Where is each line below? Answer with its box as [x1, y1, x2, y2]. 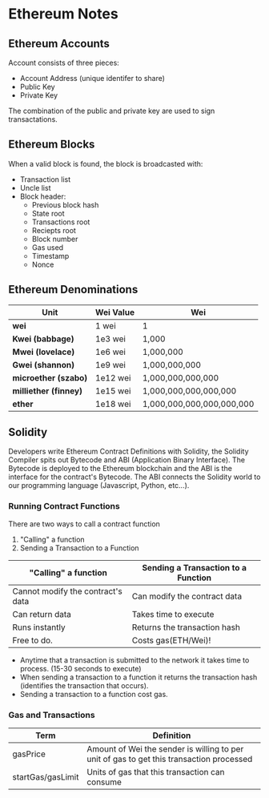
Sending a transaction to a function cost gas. [19, 689, 168, 699]
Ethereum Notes [8, 5, 118, 23]
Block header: [19, 191, 66, 201]
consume [86, 776, 122, 788]
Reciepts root [31, 225, 76, 235]
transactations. [8, 115, 58, 124]
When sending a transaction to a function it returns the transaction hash [19, 672, 258, 682]
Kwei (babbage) [12, 333, 74, 345]
